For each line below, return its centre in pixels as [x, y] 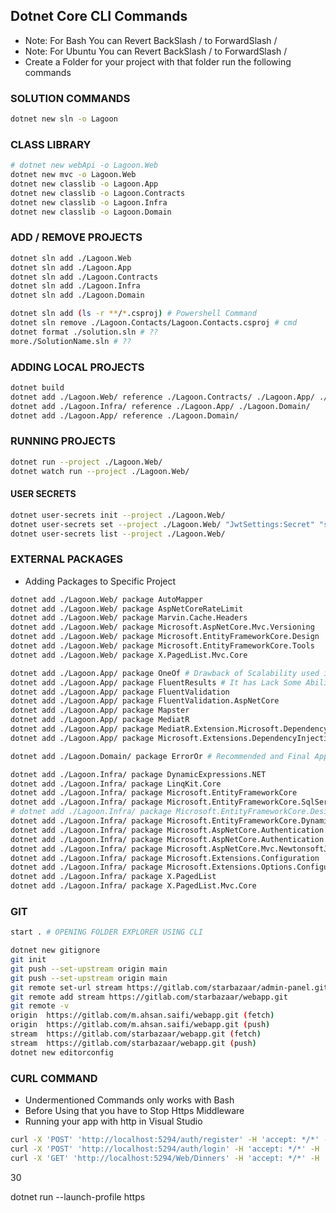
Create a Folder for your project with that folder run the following [158, 61]
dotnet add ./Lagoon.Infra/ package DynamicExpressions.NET [138, 774]
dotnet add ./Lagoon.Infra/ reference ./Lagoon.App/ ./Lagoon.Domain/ [160, 406]
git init [28, 960]
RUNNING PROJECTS [63, 441]
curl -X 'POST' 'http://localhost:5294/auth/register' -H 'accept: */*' [165, 1140]
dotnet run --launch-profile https [78, 1196]
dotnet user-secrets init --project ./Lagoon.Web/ [118, 515]
